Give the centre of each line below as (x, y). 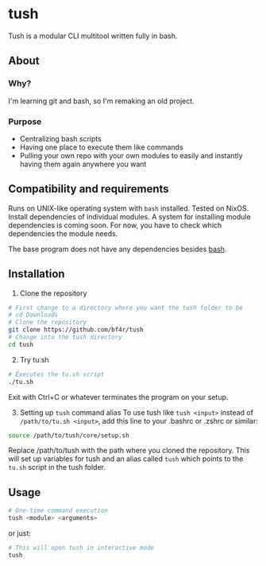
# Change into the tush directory (66, 337)
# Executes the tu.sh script (56, 374)
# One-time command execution (58, 511)
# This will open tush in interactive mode (81, 548)
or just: (20, 533)
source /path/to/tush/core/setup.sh (69, 435)
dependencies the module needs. (63, 233)
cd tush (21, 344)
